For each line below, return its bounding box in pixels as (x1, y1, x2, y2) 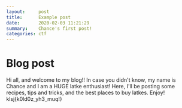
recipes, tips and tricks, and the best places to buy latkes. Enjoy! (6, 89, 165, 96)
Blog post (6, 57, 55, 70)
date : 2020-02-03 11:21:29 (6, 20, 90, 26)
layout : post (6, 8, 50, 15)
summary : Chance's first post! (6, 25, 93, 32)
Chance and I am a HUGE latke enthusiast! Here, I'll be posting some (6, 83, 175, 90)
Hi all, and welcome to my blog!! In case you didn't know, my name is (6, 76, 176, 84)
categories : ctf (6, 31, 47, 37)
